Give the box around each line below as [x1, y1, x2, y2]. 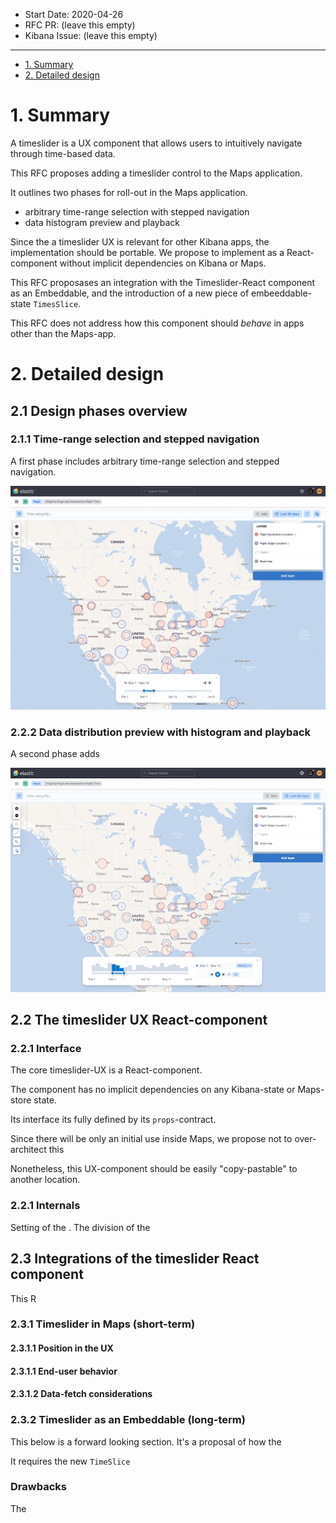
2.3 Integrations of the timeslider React [10, 1250, 260, 1268]
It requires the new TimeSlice [10, 1455, 131, 1467]
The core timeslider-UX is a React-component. [10, 1064, 203, 1076]
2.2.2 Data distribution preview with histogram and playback [10, 725, 312, 739]
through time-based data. [10, 147, 116, 159]
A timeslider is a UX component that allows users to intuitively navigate [10, 137, 303, 149]
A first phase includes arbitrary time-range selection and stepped [10, 455, 280, 467]
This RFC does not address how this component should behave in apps [10, 317, 305, 329]
